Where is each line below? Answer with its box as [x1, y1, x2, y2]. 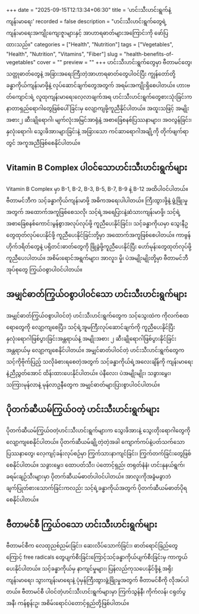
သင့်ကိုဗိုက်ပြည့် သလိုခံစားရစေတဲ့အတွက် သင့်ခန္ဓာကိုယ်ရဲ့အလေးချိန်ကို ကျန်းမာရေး [6, 358, 194, 365]
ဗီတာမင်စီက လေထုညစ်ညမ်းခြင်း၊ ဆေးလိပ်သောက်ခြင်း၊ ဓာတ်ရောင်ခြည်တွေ [6, 542, 178, 549]
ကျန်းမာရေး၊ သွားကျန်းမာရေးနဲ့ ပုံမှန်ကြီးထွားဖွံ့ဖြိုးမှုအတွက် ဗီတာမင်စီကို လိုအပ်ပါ [6, 577, 189, 584]
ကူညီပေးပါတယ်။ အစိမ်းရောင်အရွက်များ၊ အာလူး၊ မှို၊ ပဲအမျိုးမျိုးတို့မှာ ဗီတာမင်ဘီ [6, 254, 188, 262]
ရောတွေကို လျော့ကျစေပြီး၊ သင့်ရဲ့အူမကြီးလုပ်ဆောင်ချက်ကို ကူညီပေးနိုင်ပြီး [6, 323, 175, 330]
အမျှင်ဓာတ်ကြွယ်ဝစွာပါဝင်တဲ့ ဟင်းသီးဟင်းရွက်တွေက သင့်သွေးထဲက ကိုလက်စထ [6, 311, 189, 319]
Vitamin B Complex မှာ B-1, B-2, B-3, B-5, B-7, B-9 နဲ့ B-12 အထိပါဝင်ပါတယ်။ [6, 185, 188, 192]
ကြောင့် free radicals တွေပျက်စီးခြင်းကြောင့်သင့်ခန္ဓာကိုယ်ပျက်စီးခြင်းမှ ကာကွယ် [6, 553, 188, 561]
